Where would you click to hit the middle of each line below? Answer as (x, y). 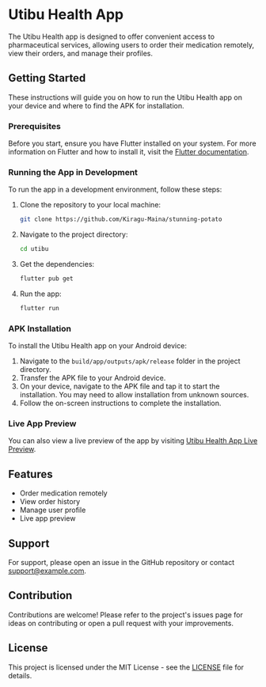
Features (30, 474)
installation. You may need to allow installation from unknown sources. (134, 395)
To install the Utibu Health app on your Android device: (98, 346)
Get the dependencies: (57, 264)
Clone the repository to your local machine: (90, 205)
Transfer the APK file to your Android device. (93, 378)
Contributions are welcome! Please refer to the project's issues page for (125, 614)
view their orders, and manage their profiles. (80, 53)
